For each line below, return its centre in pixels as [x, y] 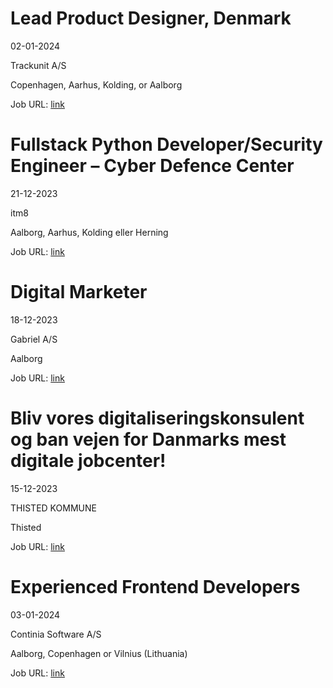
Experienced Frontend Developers [155, 586]
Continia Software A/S [56, 634]
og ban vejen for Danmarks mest [148, 439]
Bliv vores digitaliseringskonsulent [157, 418]
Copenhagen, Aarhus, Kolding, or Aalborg [96, 84]
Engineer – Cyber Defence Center [152, 166]
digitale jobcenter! [88, 461]
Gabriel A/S [34, 339]
